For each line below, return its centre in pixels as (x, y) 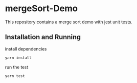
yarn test (15, 76)
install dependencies (26, 49)
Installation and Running (43, 37)
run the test (17, 67)
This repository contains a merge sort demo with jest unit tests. (69, 22)
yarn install (18, 58)
